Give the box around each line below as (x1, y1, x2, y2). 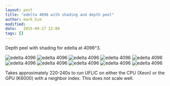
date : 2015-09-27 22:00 (5, 26, 60, 31)
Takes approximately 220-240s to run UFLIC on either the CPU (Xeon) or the (5, 70, 165, 76)
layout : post (5, 7, 33, 13)
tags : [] (5, 31, 24, 36)
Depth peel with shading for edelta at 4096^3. (5, 45, 101, 51)
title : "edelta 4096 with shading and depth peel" (5, 12, 114, 17)
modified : (5, 21, 26, 27)
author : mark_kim (5, 17, 42, 22)
